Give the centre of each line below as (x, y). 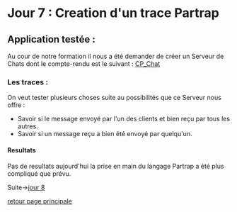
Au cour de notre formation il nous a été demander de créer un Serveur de (116, 56)
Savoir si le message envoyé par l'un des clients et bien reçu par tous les (124, 119)
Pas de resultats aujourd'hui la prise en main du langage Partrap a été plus (116, 166)
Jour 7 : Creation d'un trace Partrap (113, 13)
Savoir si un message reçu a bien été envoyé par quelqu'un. (105, 134)
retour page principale (40, 201)
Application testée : (51, 39)
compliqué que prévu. (39, 173)
